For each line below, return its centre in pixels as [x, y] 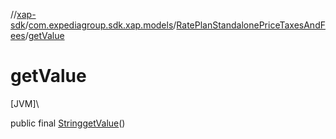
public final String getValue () [68, 123]
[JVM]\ [25, 103]
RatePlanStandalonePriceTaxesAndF [251, 25]
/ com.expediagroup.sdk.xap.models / [100, 25]
